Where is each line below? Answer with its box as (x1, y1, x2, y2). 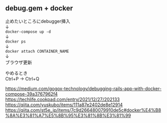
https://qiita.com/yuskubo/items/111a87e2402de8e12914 (5, 101, 123, 108)
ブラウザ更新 (5, 59, 32, 65)
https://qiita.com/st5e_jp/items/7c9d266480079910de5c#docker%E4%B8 (5, 107, 161, 113)
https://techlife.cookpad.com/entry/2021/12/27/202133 (5, 96, 120, 102)
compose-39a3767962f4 (5, 91, 58, 97)
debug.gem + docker (5, 4, 73, 13)
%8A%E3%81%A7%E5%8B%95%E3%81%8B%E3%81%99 (5, 112, 131, 118)
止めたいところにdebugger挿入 (5, 18, 71, 24)
